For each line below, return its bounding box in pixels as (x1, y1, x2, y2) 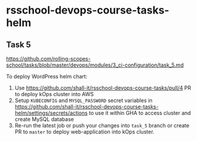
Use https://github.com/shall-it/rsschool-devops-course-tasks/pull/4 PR (14, 84, 191, 91)
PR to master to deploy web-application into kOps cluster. (14, 128, 155, 135)
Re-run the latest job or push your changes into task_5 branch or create (14, 122, 189, 129)
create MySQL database (14, 116, 74, 123)
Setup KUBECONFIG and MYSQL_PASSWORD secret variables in (14, 97, 153, 104)
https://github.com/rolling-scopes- (6, 55, 91, 62)
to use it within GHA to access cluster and (88, 110, 191, 116)
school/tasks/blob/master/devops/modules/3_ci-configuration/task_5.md (6, 61, 184, 68)
